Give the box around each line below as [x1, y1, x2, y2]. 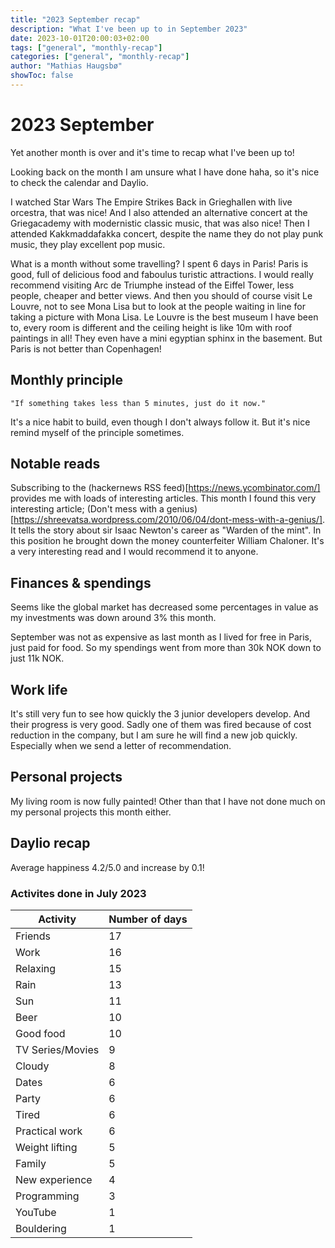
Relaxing [15, 961, 57, 975]
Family [15, 1156, 47, 1170]
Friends [15, 929, 52, 943]
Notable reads [10, 456, 101, 473]
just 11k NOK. [10, 652, 65, 665]
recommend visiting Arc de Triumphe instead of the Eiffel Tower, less [10, 279, 295, 291]
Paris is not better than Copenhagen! [10, 342, 162, 355]
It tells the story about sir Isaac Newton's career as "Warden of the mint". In [10, 524, 322, 536]
